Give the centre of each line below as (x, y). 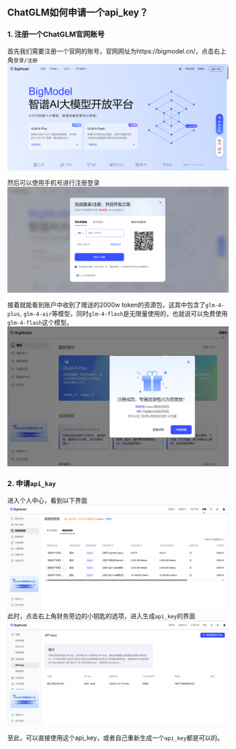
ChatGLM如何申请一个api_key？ (78, 13)
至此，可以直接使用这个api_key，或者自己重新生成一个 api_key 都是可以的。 (115, 738)
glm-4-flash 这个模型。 (40, 323)
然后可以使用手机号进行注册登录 (53, 182)
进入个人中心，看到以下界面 (47, 500)
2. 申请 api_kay (32, 484)
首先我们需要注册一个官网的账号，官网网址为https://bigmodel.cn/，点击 (111, 51)
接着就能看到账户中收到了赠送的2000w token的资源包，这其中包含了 (106, 305)
